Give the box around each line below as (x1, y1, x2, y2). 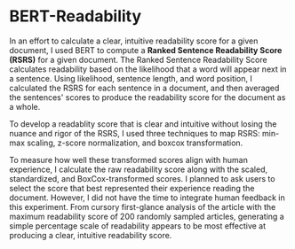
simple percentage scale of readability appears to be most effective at (9, 220, 267, 231)
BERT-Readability (9, 6, 142, 27)
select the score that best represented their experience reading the (9, 183, 255, 193)
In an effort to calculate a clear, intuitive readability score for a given (9, 35, 259, 46)
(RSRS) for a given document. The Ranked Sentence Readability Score (9, 54, 268, 65)
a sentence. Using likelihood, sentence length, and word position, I (9, 73, 253, 83)
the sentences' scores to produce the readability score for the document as (9, 91, 286, 103)
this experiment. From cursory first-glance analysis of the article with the (9, 201, 276, 212)
